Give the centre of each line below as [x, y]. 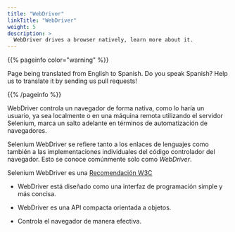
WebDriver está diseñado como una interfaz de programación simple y [120, 186]
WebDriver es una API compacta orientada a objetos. [94, 207]
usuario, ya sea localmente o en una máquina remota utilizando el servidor [115, 116]
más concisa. [37, 194]
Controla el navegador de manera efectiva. [80, 221]
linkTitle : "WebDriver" [42, 20]
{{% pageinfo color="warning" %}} [58, 60]
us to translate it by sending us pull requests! [72, 81]
